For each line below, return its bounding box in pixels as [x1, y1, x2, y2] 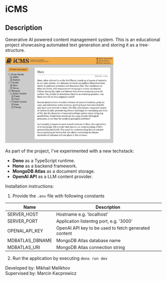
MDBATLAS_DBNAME [7, 237, 52, 243]
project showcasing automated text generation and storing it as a [5, 42, 138, 48]
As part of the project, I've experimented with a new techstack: [5, 148, 134, 154]
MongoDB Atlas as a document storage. [12, 168, 95, 174]
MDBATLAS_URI [7, 244, 40, 250]
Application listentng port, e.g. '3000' [56, 218, 133, 224]
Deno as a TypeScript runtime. [12, 158, 76, 164]
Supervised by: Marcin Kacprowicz [5, 271, 77, 277]
